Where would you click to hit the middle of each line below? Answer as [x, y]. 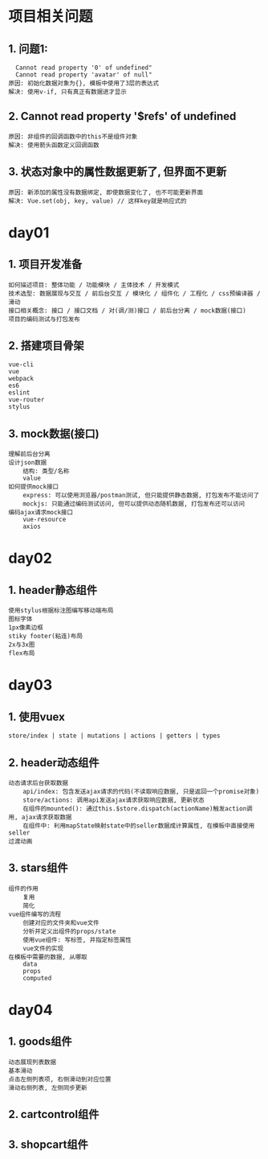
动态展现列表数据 [32, 1062]
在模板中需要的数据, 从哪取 [48, 957]
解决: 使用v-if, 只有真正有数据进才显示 [67, 92]
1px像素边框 [26, 628]
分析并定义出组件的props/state [69, 931]
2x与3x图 [22, 645]
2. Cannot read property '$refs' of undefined [122, 116]
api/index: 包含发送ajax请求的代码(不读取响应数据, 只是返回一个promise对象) [141, 792]
